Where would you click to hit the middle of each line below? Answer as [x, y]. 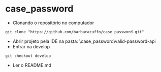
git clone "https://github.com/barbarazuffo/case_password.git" [75, 32]
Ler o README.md [32, 65]
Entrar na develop [31, 46]
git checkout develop [28, 56]
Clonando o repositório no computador [53, 23]
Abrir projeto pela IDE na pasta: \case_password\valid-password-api [84, 41]
